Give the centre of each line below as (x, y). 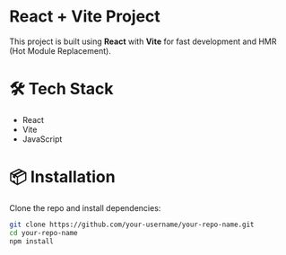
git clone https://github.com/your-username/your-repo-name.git (132, 224)
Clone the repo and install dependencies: (85, 207)
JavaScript (42, 139)
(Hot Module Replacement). (61, 50)
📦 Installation (62, 177)
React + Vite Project (85, 17)
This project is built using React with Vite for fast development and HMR (143, 41)
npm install (31, 241)
